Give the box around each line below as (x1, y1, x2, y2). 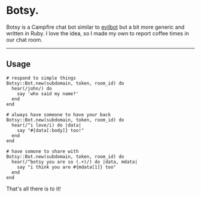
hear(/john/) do (11, 85, 52, 92)
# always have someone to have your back (6, 111, 111, 117)
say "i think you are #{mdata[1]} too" (17, 164, 117, 170)
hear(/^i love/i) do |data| (11, 122, 82, 128)
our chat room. (6, 36, 43, 43)
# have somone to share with (6, 148, 79, 154)
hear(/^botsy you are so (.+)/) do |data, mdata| (11, 159, 138, 165)
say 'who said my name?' (17, 90, 79, 96)
